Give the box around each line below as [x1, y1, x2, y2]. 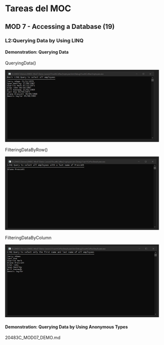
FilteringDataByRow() [5, 147, 48, 153]
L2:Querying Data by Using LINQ [5, 37, 84, 44]
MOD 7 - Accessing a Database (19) [5, 22, 115, 31]
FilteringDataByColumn [5, 235, 52, 240]
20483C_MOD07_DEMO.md [5, 335, 61, 341]
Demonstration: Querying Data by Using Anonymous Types [5, 323, 128, 330]
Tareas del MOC [5, 3, 72, 14]
